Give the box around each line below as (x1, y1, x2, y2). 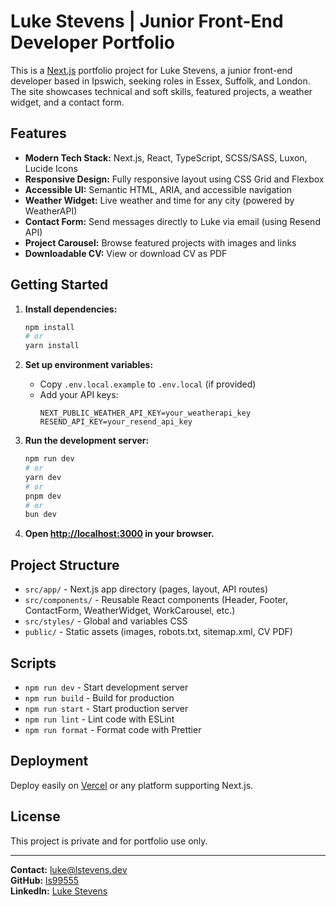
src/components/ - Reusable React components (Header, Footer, (24, 594, 288, 606)
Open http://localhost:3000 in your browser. (24, 528, 215, 540)
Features (10, 125, 67, 142)
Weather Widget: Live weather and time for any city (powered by (24, 194, 295, 206)
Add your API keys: (39, 389, 119, 401)
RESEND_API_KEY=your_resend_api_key (39, 417, 193, 427)
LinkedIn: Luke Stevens (10, 885, 108, 897)
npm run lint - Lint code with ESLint (24, 713, 175, 725)
